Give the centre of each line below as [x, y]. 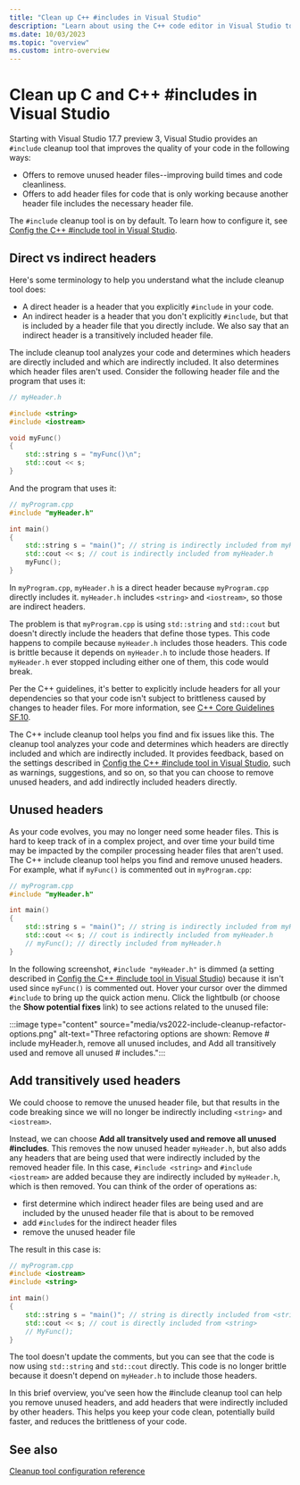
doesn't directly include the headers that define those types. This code [140, 633]
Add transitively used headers [95, 1081]
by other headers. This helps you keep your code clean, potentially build [142, 1412]
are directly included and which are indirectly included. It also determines [144, 362]
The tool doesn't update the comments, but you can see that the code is [142, 1357]
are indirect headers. [48, 606]
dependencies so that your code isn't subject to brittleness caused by [137, 698]
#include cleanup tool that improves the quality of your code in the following [150, 148]
